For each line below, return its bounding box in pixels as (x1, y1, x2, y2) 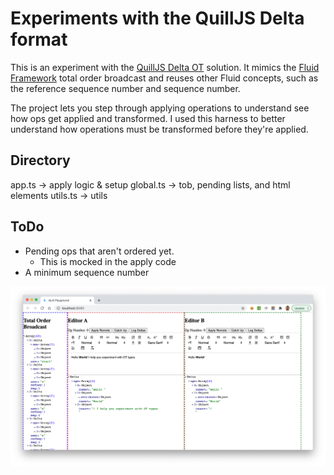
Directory (10, 152, 71, 169)
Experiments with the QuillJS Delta (10, 7, 305, 30)
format (10, 28, 68, 51)
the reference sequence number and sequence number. (10, 82, 241, 94)
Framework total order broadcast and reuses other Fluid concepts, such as (10, 72, 319, 84)
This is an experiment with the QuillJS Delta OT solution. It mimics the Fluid (10, 61, 320, 73)
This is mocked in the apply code (39, 255, 177, 267)
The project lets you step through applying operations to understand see (10, 102, 310, 114)
